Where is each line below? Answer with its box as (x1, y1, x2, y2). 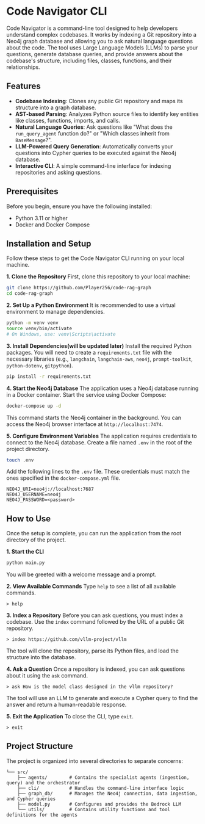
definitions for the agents (6, 812, 78, 818)
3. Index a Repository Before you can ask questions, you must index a (6, 612, 183, 619)
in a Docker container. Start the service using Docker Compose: (6, 391, 167, 398)
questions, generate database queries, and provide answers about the (6, 50, 183, 57)
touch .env (6, 457, 34, 463)
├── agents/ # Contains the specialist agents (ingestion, (17, 774, 190, 781)
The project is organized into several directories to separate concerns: (6, 757, 183, 764)
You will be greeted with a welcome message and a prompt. (6, 571, 157, 578)
